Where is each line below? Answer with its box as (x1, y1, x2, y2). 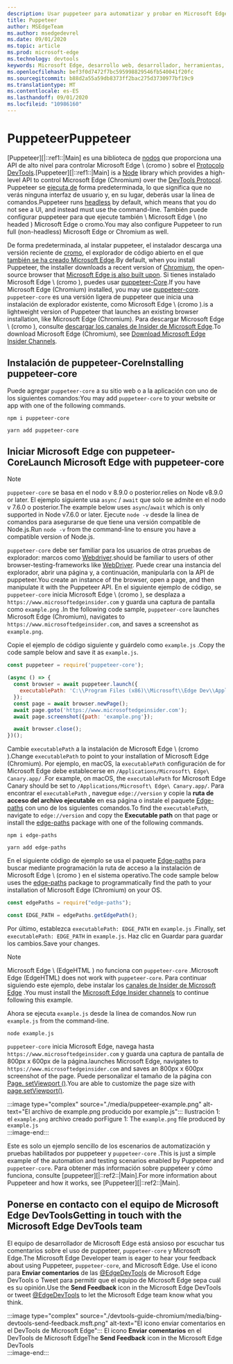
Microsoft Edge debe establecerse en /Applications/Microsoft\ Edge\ (7, 767, 209, 775)
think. (7, 1298, 24, 1306)
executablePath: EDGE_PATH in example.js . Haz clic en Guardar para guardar (7, 932, 223, 940)
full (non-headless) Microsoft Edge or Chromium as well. (7, 227, 169, 236)
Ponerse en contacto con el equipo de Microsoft (7, 1199, 219, 1210)
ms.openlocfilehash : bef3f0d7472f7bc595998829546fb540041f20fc (7, 68, 194, 75)
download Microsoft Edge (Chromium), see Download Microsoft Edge (7, 330, 206, 338)
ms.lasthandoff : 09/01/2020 (7, 95, 89, 102)
